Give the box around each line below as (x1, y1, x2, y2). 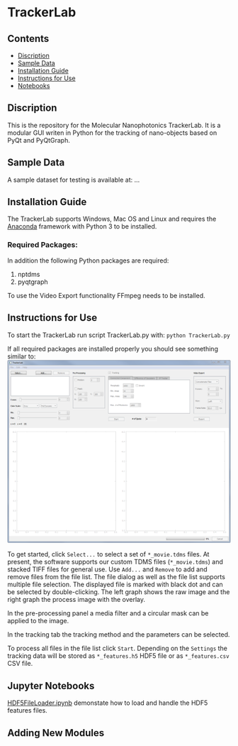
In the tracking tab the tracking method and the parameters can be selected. (7, 630, 230, 639)
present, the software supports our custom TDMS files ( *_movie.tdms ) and (7, 558, 223, 566)
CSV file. (7, 659, 33, 668)
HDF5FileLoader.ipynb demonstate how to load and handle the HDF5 (7, 698, 208, 707)
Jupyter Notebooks (7, 679, 95, 692)
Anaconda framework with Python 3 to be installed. (7, 222, 157, 231)
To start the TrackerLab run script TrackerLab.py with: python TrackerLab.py (7, 331, 230, 339)
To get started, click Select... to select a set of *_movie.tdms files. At (7, 550, 210, 559)
